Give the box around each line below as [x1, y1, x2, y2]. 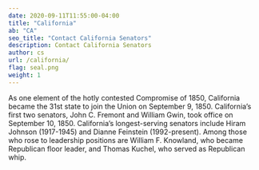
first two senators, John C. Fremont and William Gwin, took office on [8, 109, 233, 120]
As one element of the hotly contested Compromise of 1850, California [8, 93, 241, 102]
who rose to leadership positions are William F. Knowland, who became [8, 135, 244, 144]
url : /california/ [8, 57, 70, 65]
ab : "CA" [8, 26, 38, 34]
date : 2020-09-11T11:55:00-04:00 [8, 11, 120, 20]
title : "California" [8, 19, 78, 27]
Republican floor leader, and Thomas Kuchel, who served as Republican [8, 144, 245, 153]
